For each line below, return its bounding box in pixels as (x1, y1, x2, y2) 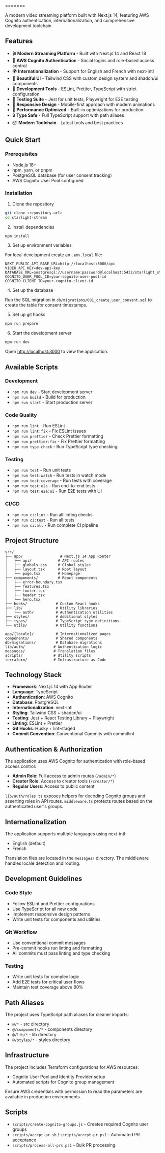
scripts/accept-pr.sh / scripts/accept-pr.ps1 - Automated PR (12, 1131, 140, 1137)
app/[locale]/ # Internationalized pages (5, 631, 111, 636)
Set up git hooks (12, 311, 46, 318)
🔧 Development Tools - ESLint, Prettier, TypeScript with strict (12, 86, 137, 92)
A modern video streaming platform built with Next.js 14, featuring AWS (5, 12, 149, 18)
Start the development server (12, 330, 72, 336)
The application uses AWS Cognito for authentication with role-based (5, 758, 146, 764)
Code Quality (5, 411, 37, 418)
